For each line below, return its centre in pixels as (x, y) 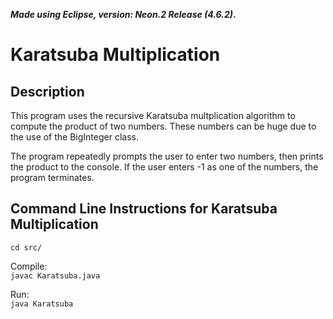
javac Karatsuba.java (55, 275)
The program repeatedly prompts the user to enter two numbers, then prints (167, 156)
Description (47, 91)
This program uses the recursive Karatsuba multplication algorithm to (153, 115)
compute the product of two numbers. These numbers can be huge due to (163, 126)
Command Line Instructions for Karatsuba (144, 209)
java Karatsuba (42, 304)
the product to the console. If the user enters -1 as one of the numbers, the (164, 167)
